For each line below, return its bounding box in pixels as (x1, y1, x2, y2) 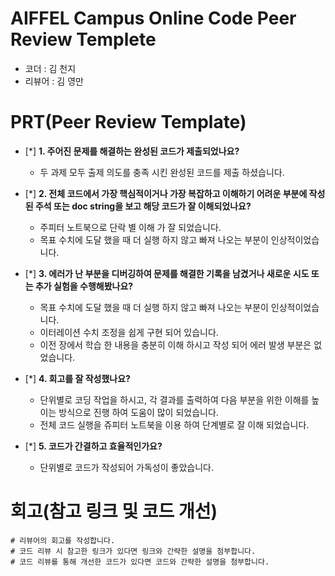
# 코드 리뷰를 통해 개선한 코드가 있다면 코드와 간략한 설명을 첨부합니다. (10, 557, 270, 567)
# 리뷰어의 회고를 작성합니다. (10, 535, 116, 546)
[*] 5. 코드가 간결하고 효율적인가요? (24, 440, 163, 452)
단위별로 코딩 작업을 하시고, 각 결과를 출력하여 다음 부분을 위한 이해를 (39, 393, 310, 406)
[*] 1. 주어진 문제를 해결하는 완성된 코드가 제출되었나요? (24, 145, 240, 157)
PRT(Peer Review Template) (10, 111, 247, 134)
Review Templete (10, 28, 157, 51)
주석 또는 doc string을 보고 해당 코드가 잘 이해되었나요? (34, 200, 252, 212)
